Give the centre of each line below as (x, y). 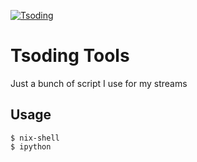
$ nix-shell (35, 138)
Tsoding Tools (70, 56)
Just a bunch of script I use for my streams (99, 83)
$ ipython (31, 146)
